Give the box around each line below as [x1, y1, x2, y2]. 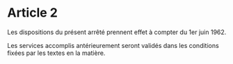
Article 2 [7, 5, 58, 21]
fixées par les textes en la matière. [7, 49, 106, 57]
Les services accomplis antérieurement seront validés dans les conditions [7, 41, 219, 49]
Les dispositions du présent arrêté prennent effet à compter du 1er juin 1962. [7, 28, 227, 36]
